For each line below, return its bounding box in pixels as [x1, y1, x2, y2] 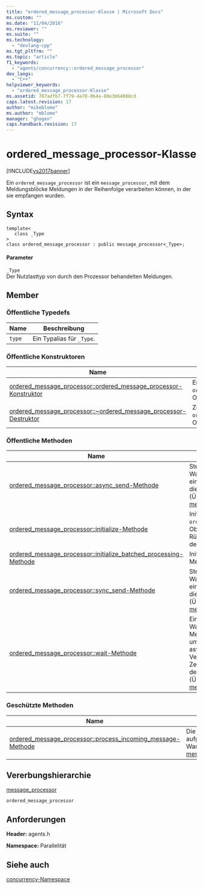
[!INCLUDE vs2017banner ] [6, 168, 71, 175]
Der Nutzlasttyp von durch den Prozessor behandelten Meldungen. [6, 273, 173, 280]
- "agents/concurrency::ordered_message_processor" [11, 65, 145, 71]
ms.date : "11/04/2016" [6, 20, 63, 26]
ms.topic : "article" [6, 54, 59, 60]
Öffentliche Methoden [6, 436, 72, 444]
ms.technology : [6, 37, 45, 43]
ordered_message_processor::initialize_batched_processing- [9, 550, 184, 558]
